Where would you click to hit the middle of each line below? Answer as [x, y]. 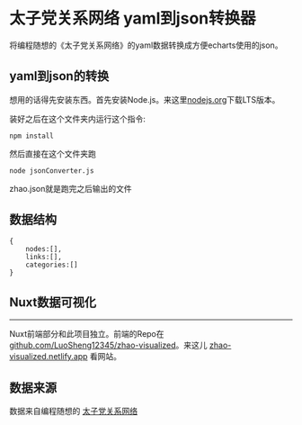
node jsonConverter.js [52, 171]
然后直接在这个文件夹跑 [53, 153]
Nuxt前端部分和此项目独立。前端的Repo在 [87, 334]
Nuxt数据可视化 [53, 302]
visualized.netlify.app [49, 357]
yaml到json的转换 [59, 76]
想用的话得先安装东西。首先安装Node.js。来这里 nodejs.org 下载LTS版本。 [145, 99]
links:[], [44, 257]
